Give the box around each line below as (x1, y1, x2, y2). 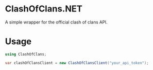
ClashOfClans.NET (5, 3, 83, 14)
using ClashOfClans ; (5, 52, 47, 57)
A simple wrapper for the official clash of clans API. (5, 19, 108, 25)
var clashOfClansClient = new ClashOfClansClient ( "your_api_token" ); (5, 60, 149, 65)
